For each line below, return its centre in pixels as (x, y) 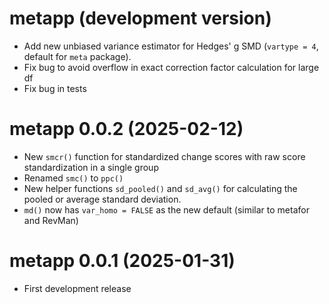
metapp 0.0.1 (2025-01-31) (122, 261)
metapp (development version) (140, 18)
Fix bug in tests (55, 88)
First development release (77, 288)
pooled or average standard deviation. (102, 199)
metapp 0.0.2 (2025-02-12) (126, 129)
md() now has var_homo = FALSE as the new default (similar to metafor (166, 209)
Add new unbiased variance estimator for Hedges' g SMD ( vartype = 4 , (171, 46)
